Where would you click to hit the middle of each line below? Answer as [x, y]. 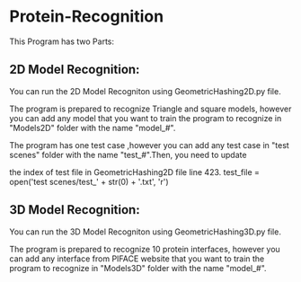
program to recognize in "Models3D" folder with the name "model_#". [138, 268]
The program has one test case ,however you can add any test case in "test [149, 145]
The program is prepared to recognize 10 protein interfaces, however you [145, 249]
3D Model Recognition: [75, 210]
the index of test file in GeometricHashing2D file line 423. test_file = [135, 172]
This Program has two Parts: [62, 41]
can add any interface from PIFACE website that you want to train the [137, 259]
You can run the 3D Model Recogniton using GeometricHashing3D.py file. [145, 232]
